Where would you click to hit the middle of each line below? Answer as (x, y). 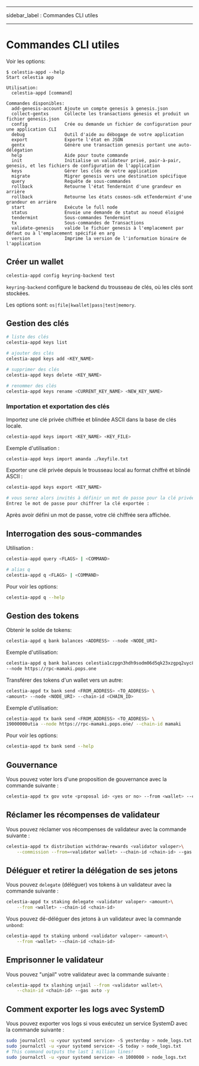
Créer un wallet (35, 262)
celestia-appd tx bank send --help (50, 746)
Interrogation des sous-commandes (74, 534)
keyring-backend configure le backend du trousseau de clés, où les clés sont (99, 287)
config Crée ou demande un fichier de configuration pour (102, 124)
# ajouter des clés (30, 353)
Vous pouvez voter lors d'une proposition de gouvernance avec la (86, 779)
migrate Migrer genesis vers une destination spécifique (99, 176)
